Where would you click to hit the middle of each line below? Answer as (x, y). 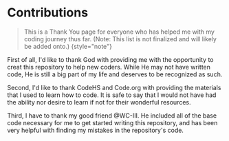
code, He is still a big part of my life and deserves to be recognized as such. (115, 74)
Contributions (47, 13)
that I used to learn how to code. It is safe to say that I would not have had (112, 95)
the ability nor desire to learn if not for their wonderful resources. (99, 102)
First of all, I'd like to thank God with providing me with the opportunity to (111, 59)
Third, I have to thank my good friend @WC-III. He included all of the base (112, 116)
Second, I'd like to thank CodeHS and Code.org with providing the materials (114, 87)
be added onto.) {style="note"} (68, 46)
